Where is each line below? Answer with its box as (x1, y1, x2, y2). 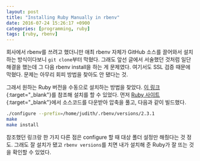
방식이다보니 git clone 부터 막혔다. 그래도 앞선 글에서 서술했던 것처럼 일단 (17, 56, 192, 63)
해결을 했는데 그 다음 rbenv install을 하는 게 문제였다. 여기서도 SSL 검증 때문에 (6, 64, 191, 71)
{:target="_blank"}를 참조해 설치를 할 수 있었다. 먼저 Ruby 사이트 (6, 91, 160, 99)
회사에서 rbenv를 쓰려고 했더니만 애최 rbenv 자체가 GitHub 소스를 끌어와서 (6, 49, 183, 56)
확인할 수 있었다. (12, 148, 51, 156)
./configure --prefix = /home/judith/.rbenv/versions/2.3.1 (6, 111, 155, 117)
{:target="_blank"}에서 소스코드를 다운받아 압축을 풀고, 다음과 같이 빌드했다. (6, 99, 187, 106)
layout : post (6, 8, 39, 15)
